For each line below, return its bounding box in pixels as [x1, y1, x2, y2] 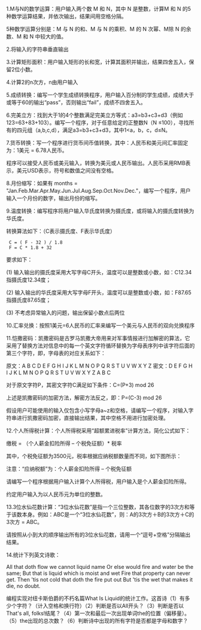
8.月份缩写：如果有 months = [6, 180, 78, 187]
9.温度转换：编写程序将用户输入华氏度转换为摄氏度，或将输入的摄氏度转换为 [6, 207, 194, 214]
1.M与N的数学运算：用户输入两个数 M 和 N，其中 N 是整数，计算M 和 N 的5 [6, 5, 191, 12]
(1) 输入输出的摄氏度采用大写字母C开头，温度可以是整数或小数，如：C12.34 [6, 269, 192, 275]
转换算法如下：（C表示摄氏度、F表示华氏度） [6, 228, 115, 235]
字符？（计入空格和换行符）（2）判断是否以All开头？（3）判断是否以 [16, 602, 184, 609]
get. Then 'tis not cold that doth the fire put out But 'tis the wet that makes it [6, 576, 193, 583]
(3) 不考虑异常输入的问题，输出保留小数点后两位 [6, 309, 125, 316]
